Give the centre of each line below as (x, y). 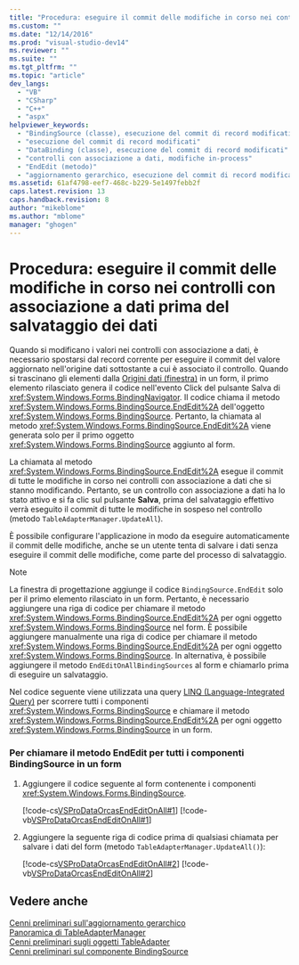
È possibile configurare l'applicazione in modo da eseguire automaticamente (149, 536)
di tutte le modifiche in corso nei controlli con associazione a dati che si (140, 481)
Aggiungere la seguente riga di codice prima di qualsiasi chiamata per (150, 837)
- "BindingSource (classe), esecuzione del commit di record (133, 134)
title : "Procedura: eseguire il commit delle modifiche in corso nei (141, 17)
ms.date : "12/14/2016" (51, 34)
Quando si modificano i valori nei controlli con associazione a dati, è (134, 350)
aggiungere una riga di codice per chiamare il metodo (108, 609)
